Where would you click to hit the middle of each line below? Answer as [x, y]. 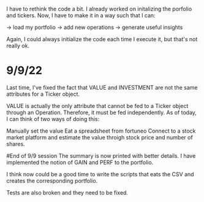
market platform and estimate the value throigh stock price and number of [100, 137]
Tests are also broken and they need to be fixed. [67, 192]
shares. [16, 144]
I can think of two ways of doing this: [53, 118]
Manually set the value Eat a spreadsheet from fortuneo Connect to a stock [101, 131]
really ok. [18, 46]
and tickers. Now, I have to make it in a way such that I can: [81, 15]
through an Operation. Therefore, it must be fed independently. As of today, [102, 112]
